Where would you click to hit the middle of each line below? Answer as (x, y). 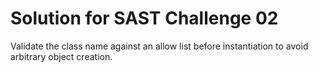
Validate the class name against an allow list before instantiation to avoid (159, 46)
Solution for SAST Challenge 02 (144, 18)
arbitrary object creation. (61, 56)
